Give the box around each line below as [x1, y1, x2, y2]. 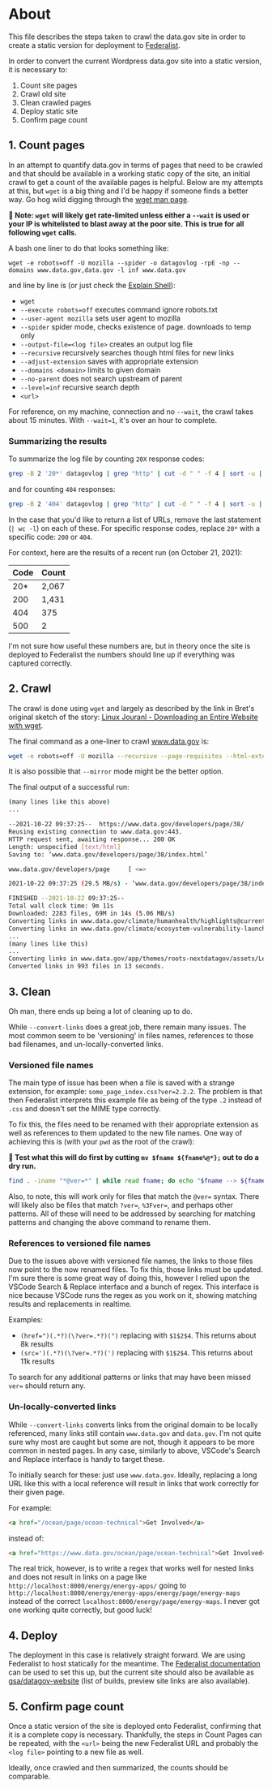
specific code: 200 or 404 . [8, 532, 93, 541]
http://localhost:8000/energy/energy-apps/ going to [8, 1580, 187, 1591]
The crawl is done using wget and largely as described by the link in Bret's [8, 703, 255, 713]
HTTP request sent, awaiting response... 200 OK [8, 835, 176, 843]
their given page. [8, 1487, 65, 1497]
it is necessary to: [8, 64, 68, 74]
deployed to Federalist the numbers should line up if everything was [8, 649, 236, 659]
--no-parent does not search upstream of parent [19, 373, 183, 383]
